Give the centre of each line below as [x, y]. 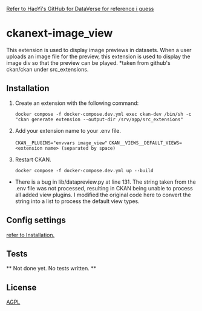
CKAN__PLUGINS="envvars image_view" [61, 143]
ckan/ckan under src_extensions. [47, 69]
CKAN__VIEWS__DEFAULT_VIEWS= [145, 143]
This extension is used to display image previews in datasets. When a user [99, 50]
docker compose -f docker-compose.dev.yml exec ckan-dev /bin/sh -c [103, 114]
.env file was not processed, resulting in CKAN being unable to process [104, 188]
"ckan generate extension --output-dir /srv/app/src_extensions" [99, 119]
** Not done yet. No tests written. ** [51, 269]
